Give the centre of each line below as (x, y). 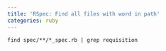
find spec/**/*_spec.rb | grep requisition (73, 40)
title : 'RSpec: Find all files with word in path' (84, 14)
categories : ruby (33, 21)
